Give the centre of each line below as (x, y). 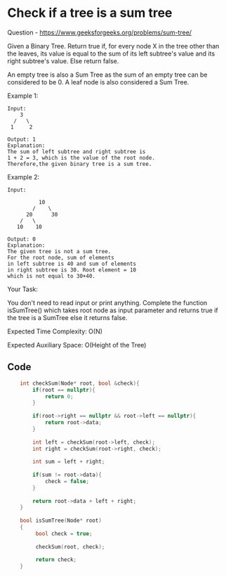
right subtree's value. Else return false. (63, 60)
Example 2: (24, 177)
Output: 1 (22, 139)
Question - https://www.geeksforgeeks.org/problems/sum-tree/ (99, 32)
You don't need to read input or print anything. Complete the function (107, 302)
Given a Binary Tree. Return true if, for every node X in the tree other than (113, 46)
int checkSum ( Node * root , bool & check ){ (80, 383)
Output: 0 (22, 239)
